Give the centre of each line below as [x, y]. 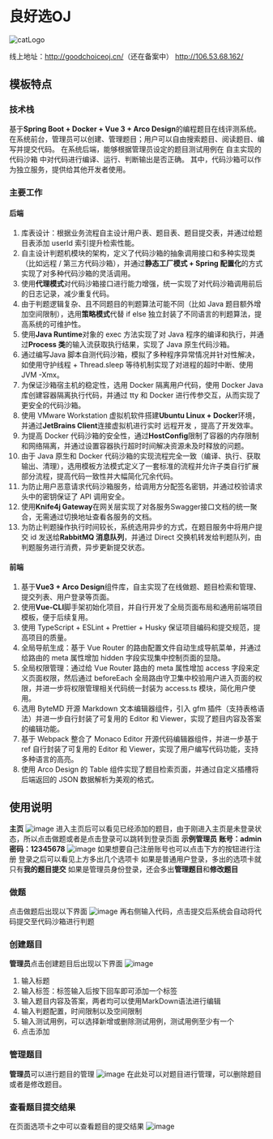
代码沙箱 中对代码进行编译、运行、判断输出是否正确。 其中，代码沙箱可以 [132, 159]
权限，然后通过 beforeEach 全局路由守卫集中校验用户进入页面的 [149, 677]
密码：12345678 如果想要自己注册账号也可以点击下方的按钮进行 [132, 849]
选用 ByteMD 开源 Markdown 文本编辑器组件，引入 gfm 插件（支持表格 [139, 708]
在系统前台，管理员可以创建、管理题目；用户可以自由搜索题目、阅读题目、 [133, 139]
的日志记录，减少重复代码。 [67, 294]
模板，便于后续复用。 [56, 617]
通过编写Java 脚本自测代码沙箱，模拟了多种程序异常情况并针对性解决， [140, 355]
